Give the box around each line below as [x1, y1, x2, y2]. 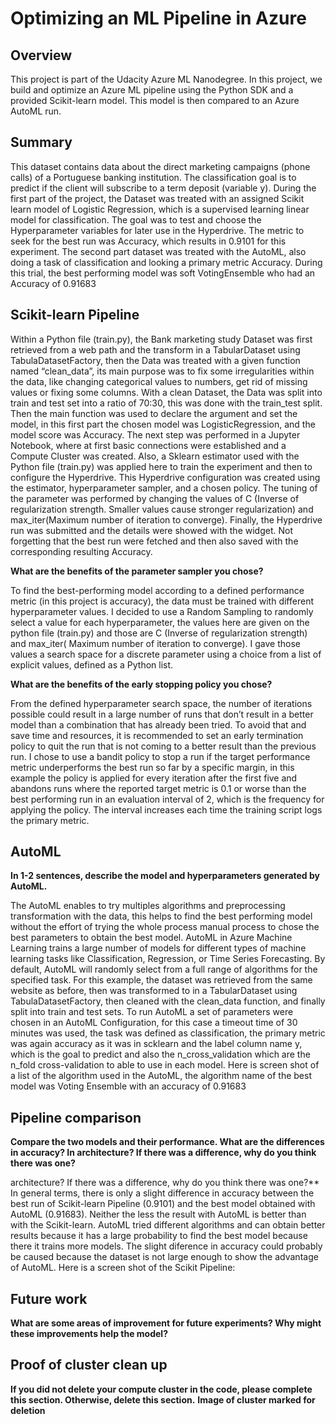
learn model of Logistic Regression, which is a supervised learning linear [10, 203, 310, 215]
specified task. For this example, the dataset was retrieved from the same [10, 974, 313, 986]
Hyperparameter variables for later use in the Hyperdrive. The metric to [10, 224, 305, 236]
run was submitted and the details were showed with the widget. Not [10, 524, 293, 536]
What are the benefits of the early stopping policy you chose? [10, 678, 273, 690]
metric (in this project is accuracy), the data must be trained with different [10, 595, 314, 607]
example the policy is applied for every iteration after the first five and [10, 772, 298, 784]
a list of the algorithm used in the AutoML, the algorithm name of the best [10, 1070, 312, 1082]
